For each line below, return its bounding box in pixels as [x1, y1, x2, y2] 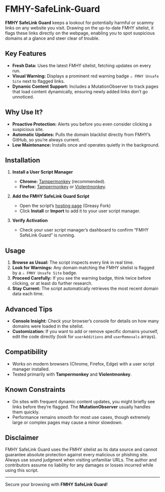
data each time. [12, 291, 44, 297]
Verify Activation [12, 217, 48, 224]
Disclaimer [5, 434, 39, 442]
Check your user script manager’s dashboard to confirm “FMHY [19, 227, 149, 233]
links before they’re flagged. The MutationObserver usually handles [12, 404, 151, 410]
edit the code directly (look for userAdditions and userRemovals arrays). [12, 334, 157, 339]
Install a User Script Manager [12, 169, 73, 175]
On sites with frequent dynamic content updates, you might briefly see [12, 398, 155, 404]
